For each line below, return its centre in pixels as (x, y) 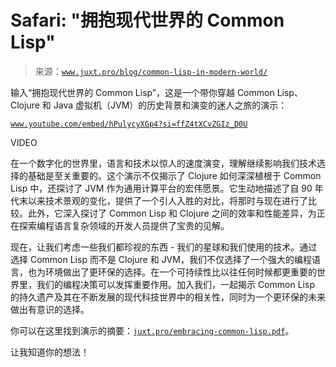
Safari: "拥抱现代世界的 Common (147, 20)
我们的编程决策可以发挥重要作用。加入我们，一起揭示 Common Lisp (175, 284)
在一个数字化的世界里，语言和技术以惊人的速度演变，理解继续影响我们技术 (163, 163)
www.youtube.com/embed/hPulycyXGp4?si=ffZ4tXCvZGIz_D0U (129, 124)
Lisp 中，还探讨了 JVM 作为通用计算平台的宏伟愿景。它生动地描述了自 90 (161, 188)
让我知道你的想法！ (50, 352)
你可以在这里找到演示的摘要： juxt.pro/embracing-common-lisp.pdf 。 (152, 330)
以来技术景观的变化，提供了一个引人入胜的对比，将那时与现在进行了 (167, 200)
